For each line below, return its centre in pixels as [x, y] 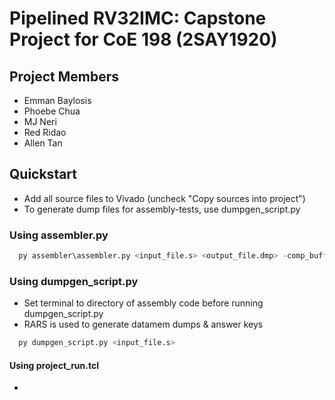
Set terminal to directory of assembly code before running [143, 303]
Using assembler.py [59, 235]
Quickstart [43, 174]
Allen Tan [43, 143]
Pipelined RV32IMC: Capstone [138, 18]
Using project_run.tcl [54, 365]
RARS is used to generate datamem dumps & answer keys [143, 324]
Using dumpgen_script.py [74, 281]
